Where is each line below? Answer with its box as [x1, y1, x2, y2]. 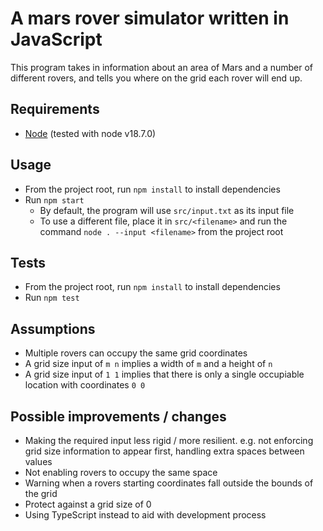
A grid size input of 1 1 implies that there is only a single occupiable [24, 368, 305, 381]
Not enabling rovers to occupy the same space [24, 467, 218, 478]
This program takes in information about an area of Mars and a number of [10, 61, 314, 73]
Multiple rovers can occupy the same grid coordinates [24, 347, 248, 359]
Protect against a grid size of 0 [24, 498, 152, 510]
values [24, 456, 53, 467]
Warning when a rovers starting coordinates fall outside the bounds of [24, 477, 314, 489]
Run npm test [24, 292, 80, 304]
